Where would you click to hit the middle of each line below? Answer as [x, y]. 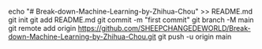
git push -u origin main [195, 36]
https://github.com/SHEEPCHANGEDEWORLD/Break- [164, 28]
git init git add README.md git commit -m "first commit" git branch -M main [131, 20]
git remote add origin [42, 28]
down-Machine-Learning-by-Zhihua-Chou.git [82, 36]
